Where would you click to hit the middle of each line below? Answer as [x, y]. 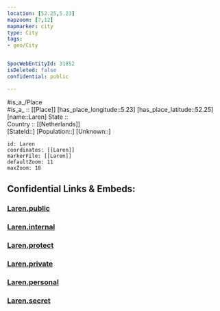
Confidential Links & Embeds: [71, 189]
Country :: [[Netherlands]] [44, 124]
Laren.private [30, 264]
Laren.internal [31, 227]
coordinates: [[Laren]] [41, 150]
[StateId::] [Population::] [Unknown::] [59, 131]
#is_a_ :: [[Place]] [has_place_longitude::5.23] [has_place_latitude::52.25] [110, 109]
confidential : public [38, 76]
